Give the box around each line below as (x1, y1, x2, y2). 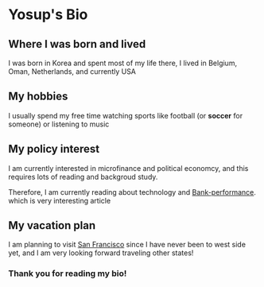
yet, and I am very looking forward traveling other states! (8, 248, 194, 258)
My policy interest (8, 142, 100, 156)
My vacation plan (8, 219, 96, 232)
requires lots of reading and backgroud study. (8, 172, 158, 181)
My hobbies (8, 90, 68, 103)
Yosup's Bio (8, 6, 88, 24)
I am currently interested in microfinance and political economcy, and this (8, 163, 249, 173)
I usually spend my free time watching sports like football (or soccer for (8, 111, 243, 120)
